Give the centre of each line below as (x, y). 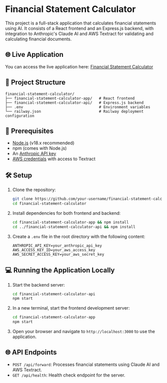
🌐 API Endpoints (31, 352)
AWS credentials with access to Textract (54, 159)
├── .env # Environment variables (78, 107)
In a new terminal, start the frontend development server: (71, 308)
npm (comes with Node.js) (40, 148)
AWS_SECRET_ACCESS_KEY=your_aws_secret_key (58, 254)
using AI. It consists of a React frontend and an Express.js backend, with (80, 28)
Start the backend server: (39, 285)
